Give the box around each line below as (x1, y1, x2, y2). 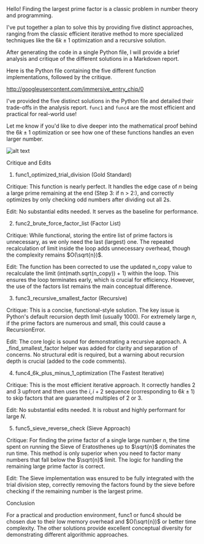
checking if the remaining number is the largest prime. (6, 488, 143, 495)
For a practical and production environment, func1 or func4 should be (6, 511, 182, 518)
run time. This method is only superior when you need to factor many (6, 449, 181, 457)
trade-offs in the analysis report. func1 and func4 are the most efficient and (6, 104, 196, 111)
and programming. (6, 12, 53, 19)
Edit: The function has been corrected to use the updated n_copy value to (6, 263, 192, 270)
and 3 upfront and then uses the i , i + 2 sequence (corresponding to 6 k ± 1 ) (6, 388, 195, 395)
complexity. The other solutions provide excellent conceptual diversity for (6, 524, 192, 532)
